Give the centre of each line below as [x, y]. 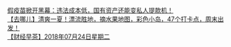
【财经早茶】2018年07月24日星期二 [59, 36]
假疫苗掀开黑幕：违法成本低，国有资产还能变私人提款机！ [90, 10]
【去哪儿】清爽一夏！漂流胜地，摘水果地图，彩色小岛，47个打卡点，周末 [112, 19]
